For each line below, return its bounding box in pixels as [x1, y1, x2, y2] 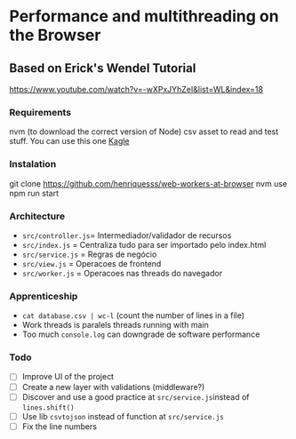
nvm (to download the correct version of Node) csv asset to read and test [9, 126, 279, 137]
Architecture [9, 210, 66, 222]
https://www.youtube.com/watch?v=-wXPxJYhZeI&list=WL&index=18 [9, 84, 264, 94]
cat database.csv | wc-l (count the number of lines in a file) [21, 310, 245, 321]
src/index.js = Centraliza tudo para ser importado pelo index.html [21, 239, 267, 250]
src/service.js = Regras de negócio [21, 249, 157, 259]
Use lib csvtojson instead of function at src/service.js [21, 411, 224, 421]
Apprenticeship [9, 290, 78, 302]
